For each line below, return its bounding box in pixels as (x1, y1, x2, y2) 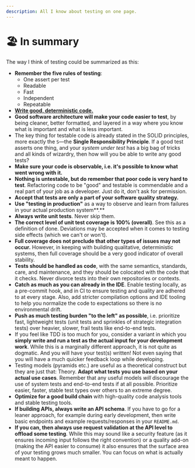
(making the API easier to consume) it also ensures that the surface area (14, 442, 189, 449)
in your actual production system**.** (14, 206, 105, 214)
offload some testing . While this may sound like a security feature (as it (14, 430, 187, 437)
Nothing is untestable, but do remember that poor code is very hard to (14, 175, 188, 182)
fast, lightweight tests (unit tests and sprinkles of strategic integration (14, 318, 182, 325)
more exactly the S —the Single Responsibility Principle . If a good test (14, 138, 184, 145)
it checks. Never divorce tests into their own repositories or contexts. (14, 274, 181, 281)
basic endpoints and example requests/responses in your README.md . (14, 418, 179, 425)
